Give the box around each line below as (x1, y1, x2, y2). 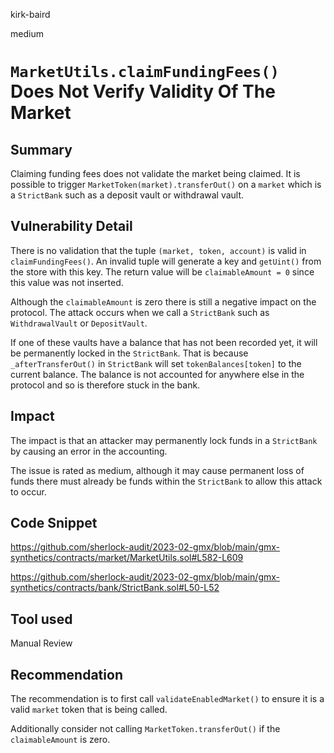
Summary (10, 141, 73, 158)
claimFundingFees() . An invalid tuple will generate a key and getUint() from (10, 255, 322, 267)
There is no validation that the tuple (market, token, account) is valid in (10, 244, 307, 256)
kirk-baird (10, 9, 51, 20)
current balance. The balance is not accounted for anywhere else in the (10, 368, 305, 380)
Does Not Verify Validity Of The (10, 80, 276, 103)
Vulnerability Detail (10, 218, 133, 235)
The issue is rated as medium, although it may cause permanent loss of (10, 464, 305, 476)
